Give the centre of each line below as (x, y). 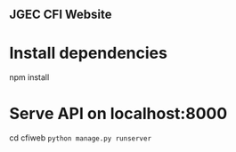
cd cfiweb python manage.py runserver (81, 138)
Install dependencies (88, 53)
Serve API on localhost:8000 (118, 113)
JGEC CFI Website (61, 15)
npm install (29, 77)
